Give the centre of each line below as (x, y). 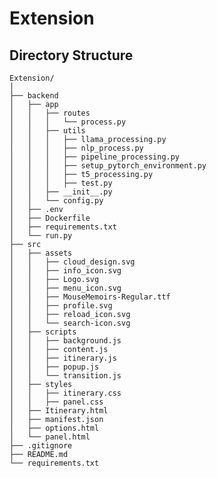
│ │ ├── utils (47, 131)
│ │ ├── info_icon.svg (65, 271)
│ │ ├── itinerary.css (65, 393)
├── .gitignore (41, 446)
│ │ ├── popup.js (54, 367)
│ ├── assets (41, 253)
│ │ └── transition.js (65, 376)
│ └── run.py (41, 236)
